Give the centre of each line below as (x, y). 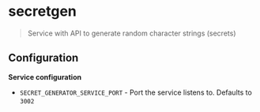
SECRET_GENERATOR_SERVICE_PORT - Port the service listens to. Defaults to (136, 92)
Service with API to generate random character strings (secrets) (132, 33)
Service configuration (45, 77)
